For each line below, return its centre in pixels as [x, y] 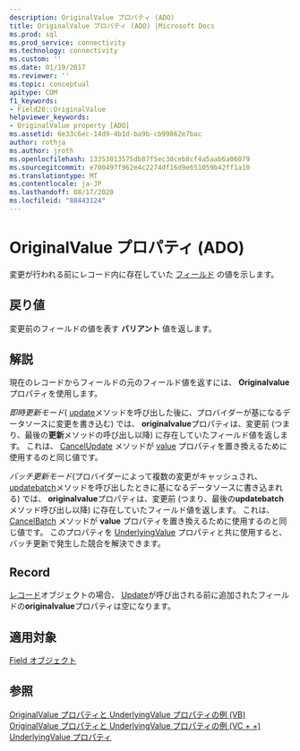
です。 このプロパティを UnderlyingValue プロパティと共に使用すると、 [156, 533]
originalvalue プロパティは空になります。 [101, 606]
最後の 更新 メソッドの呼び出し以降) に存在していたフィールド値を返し [152, 435]
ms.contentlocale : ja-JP [56, 184]
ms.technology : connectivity [64, 51]
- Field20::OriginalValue [57, 109]
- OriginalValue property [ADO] [69, 126]
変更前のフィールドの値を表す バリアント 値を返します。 [113, 329]
